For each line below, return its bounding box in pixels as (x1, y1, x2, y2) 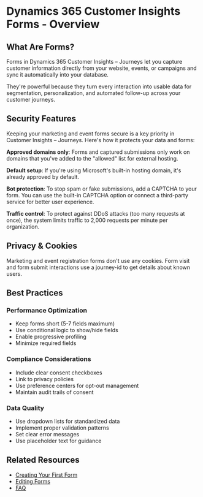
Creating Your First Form (15, 471, 78, 479)
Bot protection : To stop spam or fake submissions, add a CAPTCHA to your (6, 185, 197, 192)
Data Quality (6, 403, 45, 412)
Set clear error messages (15, 430, 80, 438)
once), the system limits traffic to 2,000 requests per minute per (6, 216, 168, 224)
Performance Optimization (6, 306, 88, 314)
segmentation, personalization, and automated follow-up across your (6, 89, 181, 96)
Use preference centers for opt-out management (15, 382, 139, 389)
